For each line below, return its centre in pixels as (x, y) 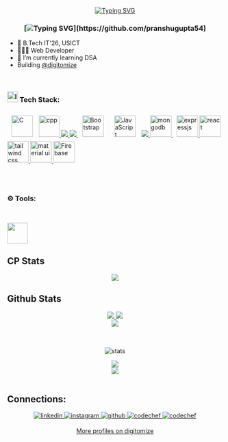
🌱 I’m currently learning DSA (57, 57)
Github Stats (34, 299)
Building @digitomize (47, 65)
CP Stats (26, 261)
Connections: (37, 399)
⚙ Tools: (22, 198)
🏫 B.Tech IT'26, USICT (49, 43)
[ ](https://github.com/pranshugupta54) (115, 28)
